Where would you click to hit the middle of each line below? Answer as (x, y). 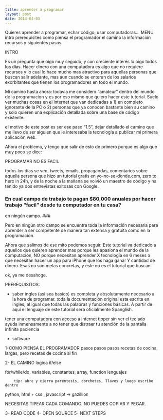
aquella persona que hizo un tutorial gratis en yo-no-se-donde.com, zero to (81, 176)
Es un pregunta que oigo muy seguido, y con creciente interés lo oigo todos (81, 62)
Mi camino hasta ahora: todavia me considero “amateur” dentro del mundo (80, 92)
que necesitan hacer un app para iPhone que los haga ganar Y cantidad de (80, 260)
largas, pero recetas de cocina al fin (41, 353)
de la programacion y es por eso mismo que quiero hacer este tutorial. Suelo (82, 97)
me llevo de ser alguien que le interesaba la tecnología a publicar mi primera (81, 132)
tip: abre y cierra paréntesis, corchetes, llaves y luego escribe (83, 381)
